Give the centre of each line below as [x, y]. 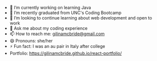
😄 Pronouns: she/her [31, 41]
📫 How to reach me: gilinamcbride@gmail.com [57, 34]
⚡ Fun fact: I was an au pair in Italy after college [57, 46]
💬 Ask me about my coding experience [49, 28]
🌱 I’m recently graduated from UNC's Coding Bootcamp [66, 13]
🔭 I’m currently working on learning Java [50, 8]
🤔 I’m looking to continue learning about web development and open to [81, 18]
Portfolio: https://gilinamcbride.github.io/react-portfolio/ [66, 53]
